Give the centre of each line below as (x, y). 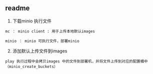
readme (18, 8)
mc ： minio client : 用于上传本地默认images (50, 31)
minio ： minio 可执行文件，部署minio (42, 41)
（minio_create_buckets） (31, 66)
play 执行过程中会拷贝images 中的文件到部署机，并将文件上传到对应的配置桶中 (76, 61)
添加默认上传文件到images (40, 51)
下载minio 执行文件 (32, 21)
